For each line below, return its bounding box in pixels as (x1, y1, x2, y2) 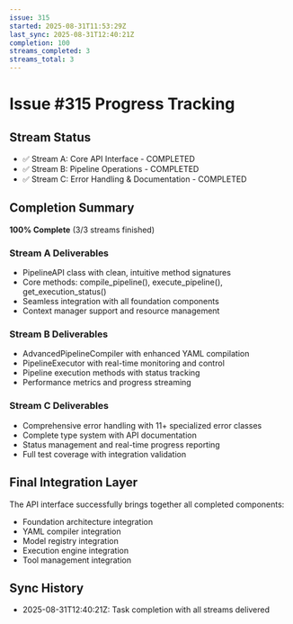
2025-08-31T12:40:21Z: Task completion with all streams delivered (22, 604, 271, 615)
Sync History (9, 580, 84, 595)
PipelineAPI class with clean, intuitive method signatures (22, 267, 232, 278)
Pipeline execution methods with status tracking (22, 367, 200, 378)
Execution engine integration (22, 545, 129, 556)
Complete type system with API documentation (22, 430, 198, 440)
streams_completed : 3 (9, 47, 91, 56)
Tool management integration (22, 555, 132, 565)
